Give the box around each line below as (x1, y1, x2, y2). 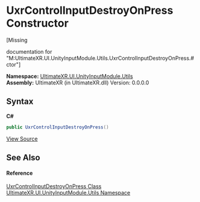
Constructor (6, 16, 69, 30)
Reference (6, 169, 33, 177)
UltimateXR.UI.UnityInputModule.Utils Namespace (6, 189, 131, 197)
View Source (6, 135, 38, 142)
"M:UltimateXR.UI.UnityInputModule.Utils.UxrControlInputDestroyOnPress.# (6, 54, 195, 62)
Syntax (6, 96, 34, 107)
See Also (6, 153, 40, 163)
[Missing (6, 36, 28, 43)
